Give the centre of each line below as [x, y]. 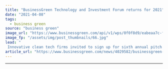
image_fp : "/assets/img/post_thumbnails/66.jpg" [57, 38]
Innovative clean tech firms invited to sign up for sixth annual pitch [85, 47]
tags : [11, 19]
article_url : [19, 51]
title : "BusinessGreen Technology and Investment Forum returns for [78, 10]
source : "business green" [32, 28]
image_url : [16, 33]
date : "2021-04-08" [25, 14]
